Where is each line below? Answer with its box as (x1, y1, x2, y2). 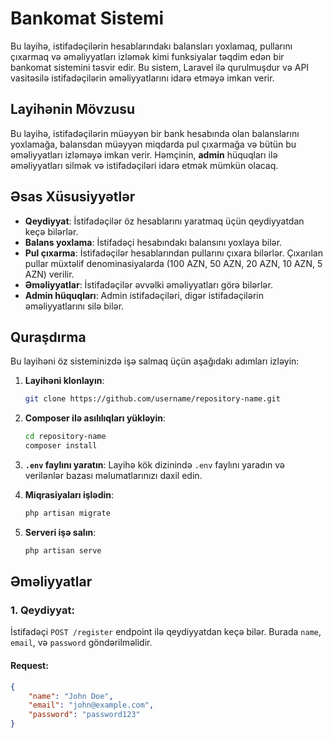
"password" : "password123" (28, 710, 141, 720)
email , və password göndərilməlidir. (10, 637, 153, 649)
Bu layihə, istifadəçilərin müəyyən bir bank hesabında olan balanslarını (10, 127, 300, 139)
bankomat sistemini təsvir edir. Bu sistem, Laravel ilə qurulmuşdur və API (10, 61, 310, 73)
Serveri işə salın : (24, 526, 97, 538)
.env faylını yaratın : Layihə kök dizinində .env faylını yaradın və (24, 459, 286, 471)
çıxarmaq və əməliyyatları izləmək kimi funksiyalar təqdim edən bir (10, 50, 285, 62)
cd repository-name (24, 432, 107, 442)
